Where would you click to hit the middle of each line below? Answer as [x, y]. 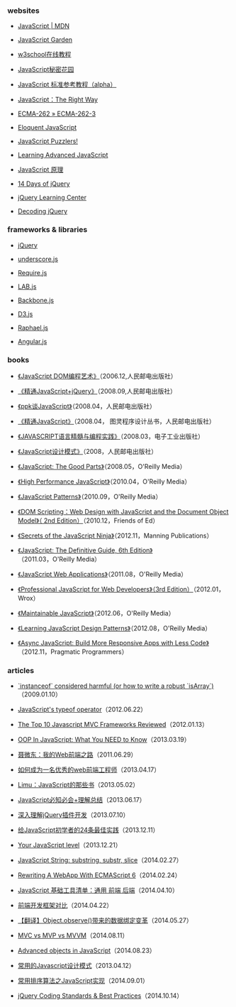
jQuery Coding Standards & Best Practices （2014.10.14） [100, 996]
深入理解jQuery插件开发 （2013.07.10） [73, 815]
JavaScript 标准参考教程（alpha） [67, 84]
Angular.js [32, 341]
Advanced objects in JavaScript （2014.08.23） [86, 951]
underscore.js [38, 259]
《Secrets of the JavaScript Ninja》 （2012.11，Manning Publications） [115, 535]
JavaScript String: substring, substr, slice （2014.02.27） [100, 860]
